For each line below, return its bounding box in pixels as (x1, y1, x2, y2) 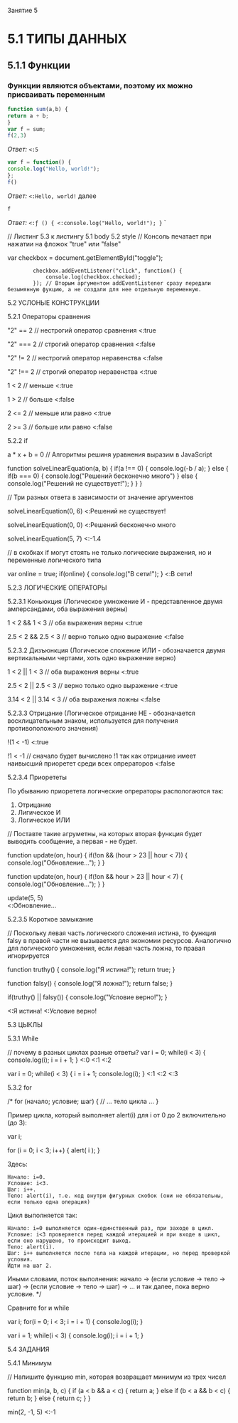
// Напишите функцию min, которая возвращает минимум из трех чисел (7, 1372, 226, 1381)
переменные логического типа (7, 556, 102, 564)
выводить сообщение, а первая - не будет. (7, 837, 138, 845)
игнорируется (7, 951, 50, 960)
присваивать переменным (7, 89, 105, 99)
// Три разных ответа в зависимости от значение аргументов (7, 493, 194, 501)
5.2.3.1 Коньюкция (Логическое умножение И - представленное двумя (7, 597, 222, 605)
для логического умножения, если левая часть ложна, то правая (7, 944, 205, 952)
